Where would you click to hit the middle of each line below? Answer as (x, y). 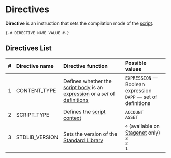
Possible (136, 63)
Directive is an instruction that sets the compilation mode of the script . (79, 23)
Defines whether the (88, 81)
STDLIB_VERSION (37, 137)
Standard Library (83, 140)
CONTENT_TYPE (36, 90)
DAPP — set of (141, 97)
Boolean (135, 84)
